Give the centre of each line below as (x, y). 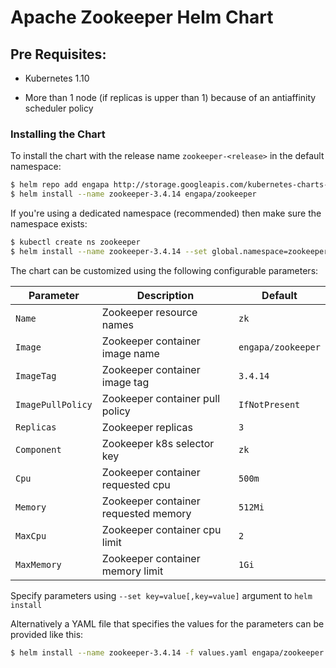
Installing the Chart (58, 134)
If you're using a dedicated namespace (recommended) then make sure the (166, 213)
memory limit (132, 571)
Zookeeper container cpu (161, 529)
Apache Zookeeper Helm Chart (142, 17)
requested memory (146, 513)
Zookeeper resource (149, 312)
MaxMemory (38, 564)
